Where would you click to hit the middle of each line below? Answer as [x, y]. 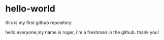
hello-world [30, 9]
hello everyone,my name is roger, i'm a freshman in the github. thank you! [82, 32]
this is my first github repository [39, 22]
